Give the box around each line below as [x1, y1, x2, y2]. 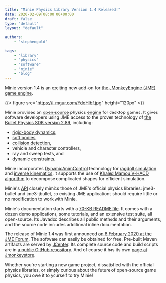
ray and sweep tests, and [12, 151, 64, 157]
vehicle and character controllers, [12, 145, 81, 151]
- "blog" [14, 71, 32, 76]
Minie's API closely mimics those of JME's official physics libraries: [5, 185, 142, 191]
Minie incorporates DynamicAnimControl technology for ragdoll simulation [5, 166, 157, 171]
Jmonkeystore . [5, 252, 36, 258]
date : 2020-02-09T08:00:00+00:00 [5, 12, 74, 17]
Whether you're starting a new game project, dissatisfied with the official [5, 262, 154, 268]
